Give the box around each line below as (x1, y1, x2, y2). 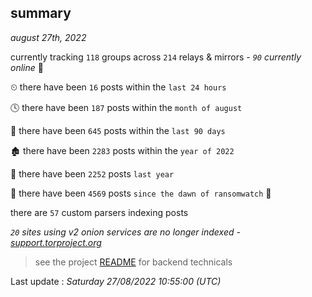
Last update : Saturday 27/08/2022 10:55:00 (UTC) (10, 275, 222, 287)
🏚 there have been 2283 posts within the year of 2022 (10, 144, 235, 156)
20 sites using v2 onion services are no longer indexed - (10, 226, 241, 238)
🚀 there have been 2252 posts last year (10, 167, 175, 180)
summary (10, 5, 72, 22)
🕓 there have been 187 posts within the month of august (10, 101, 243, 113)
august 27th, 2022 (10, 31, 87, 43)
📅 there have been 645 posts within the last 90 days (10, 124, 226, 136)
